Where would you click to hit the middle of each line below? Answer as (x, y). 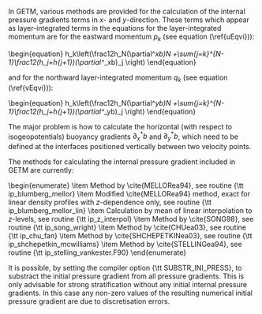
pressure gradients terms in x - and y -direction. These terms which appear (129, 20)
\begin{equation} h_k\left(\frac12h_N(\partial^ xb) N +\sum (101, 54)
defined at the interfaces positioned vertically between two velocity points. (130, 147)
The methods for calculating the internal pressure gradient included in (122, 162)
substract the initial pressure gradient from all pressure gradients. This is (126, 276)
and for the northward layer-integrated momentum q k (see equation (118, 78)
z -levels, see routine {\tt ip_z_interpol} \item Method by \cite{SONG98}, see (131, 219)
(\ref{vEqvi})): (31, 88)
